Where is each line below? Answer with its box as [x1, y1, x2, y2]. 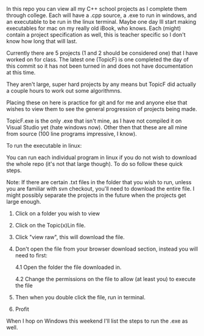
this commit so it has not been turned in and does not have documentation [6, 62, 193, 70]
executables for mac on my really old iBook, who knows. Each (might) [6, 24, 181, 32]
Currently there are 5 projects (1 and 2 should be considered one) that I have [6, 49, 199, 57]
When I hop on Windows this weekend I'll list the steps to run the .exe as [6, 317, 188, 324]
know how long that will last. [6, 38, 77, 45]
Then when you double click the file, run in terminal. [15, 294, 146, 301]
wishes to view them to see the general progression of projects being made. [6, 105, 197, 112]
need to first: [15, 252, 47, 259]
